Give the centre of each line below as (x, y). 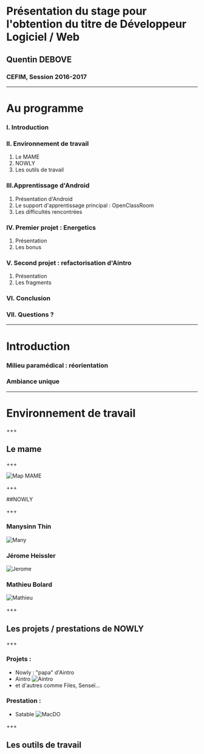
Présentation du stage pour (76, 11)
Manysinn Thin (29, 527)
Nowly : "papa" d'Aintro (45, 672)
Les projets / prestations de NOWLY (75, 629)
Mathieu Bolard (29, 584)
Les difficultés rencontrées (49, 211)
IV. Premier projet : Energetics (51, 227)
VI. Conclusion (29, 298)
